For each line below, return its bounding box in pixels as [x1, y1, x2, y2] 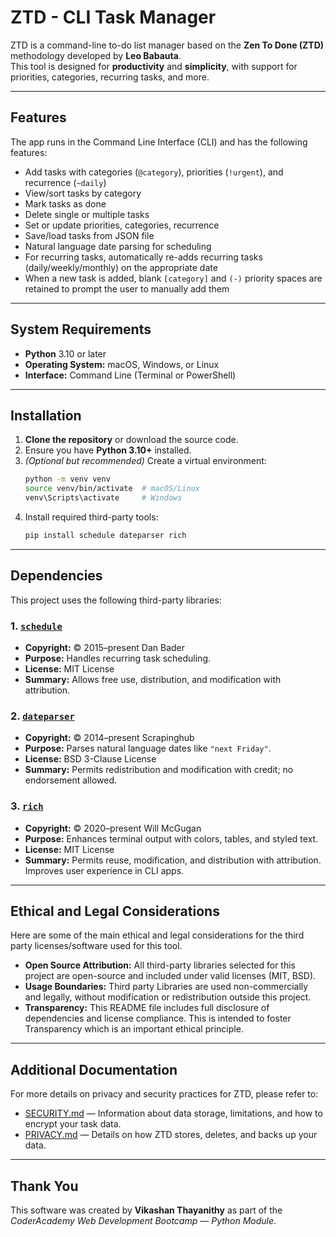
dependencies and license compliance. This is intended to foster [24, 1012, 292, 1025]
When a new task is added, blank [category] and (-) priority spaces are [24, 272, 323, 284]
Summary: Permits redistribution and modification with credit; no [24, 764, 294, 776]
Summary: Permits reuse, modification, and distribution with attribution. [24, 854, 322, 866]
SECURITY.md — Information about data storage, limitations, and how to [24, 1107, 323, 1120]
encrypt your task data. [24, 1118, 122, 1130]
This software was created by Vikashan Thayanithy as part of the [10, 1204, 283, 1216]
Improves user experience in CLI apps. [24, 864, 185, 876]
